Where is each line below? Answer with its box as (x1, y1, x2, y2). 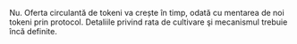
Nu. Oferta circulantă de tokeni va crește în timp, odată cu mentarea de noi (9, 8, 284, 18)
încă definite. (9, 26, 58, 36)
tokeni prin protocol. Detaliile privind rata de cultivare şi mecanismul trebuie (9, 17, 288, 27)
